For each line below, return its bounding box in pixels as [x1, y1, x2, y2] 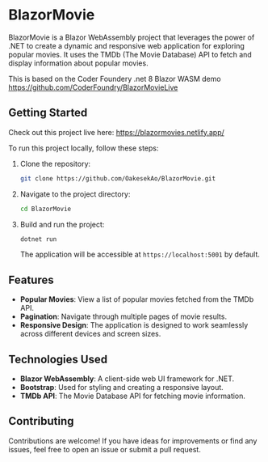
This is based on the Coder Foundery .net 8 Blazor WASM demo [8, 74, 221, 83]
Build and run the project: [19, 219, 105, 229]
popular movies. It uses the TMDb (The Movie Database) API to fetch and [8, 49, 252, 59]
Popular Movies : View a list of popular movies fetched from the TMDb [19, 295, 254, 304]
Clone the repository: [19, 159, 91, 168]
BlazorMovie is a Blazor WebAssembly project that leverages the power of [8, 32, 255, 42]
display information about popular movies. [8, 58, 149, 68]
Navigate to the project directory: [19, 189, 131, 199]
